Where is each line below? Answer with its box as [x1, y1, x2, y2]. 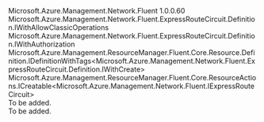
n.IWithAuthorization [8, 39, 75, 49]
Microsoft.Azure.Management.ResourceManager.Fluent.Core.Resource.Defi [8, 48, 255, 57]
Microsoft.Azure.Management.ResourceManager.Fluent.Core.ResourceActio [8, 73, 257, 82]
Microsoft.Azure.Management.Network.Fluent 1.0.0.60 [8, 6, 186, 15]
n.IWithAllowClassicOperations [8, 23, 109, 32]
